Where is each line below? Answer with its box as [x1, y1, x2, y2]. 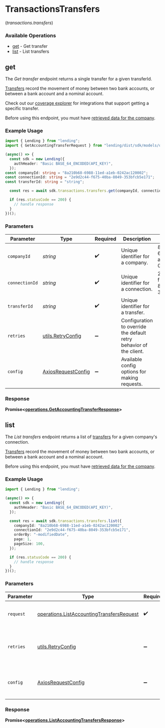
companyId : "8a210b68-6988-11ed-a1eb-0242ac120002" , [14, 523, 124, 528]
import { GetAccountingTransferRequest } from [5, 143, 102, 148]
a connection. [121, 285, 153, 292]
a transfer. [121, 309, 145, 316]
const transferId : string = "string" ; [5, 179, 84, 184]
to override [121, 323, 146, 330]
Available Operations [5, 32, 56, 39]
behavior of [121, 342, 148, 348]
